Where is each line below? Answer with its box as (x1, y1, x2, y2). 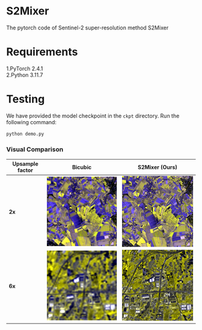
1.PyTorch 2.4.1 (6, 65, 43, 72)
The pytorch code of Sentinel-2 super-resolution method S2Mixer (6, 24, 169, 31)
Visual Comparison (6, 145, 64, 154)
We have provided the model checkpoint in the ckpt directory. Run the (6, 112, 180, 119)
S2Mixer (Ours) (138, 163, 177, 170)
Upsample (12, 160, 38, 167)
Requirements (6, 45, 78, 59)
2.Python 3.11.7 (6, 71, 43, 79)
